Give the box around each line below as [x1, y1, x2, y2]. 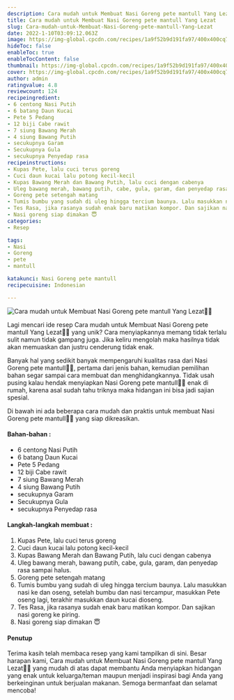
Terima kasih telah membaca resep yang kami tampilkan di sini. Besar [7, 649, 207, 657]
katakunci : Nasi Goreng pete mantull [7, 275, 117, 282]
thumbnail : [7, 62, 39, 69]
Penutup [7, 634, 33, 642]
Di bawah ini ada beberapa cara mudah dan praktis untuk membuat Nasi [7, 406, 214, 415]
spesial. [7, 393, 30, 402]
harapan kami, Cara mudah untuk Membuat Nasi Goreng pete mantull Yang [7, 657, 223, 665]
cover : [7, 68, 26, 75]
